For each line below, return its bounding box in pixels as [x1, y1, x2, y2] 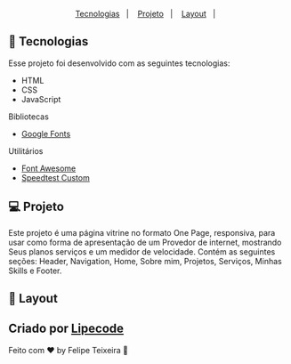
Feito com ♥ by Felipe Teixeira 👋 [8, 344, 128, 355]
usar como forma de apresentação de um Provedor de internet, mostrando [8, 237, 282, 247]
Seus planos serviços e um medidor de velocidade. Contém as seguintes [8, 246, 276, 257]
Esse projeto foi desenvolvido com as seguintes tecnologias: [8, 58, 230, 69]
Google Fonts [20, 128, 71, 139]
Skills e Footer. [8, 265, 62, 276]
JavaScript [20, 93, 61, 104]
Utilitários [8, 145, 44, 156]
